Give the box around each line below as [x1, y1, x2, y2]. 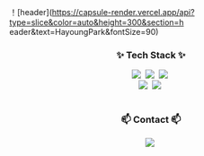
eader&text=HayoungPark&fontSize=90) [9, 27, 159, 37]
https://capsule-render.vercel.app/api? [51, 7, 195, 17]
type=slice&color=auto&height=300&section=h [9, 17, 184, 28]
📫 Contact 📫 [120, 114, 182, 126]
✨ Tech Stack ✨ [116, 48, 186, 61]
